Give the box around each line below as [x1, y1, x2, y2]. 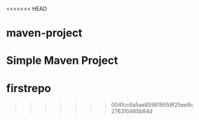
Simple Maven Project [6, 54, 118, 68]
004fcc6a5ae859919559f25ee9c [111, 101, 194, 109]
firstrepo [6, 81, 51, 95]
